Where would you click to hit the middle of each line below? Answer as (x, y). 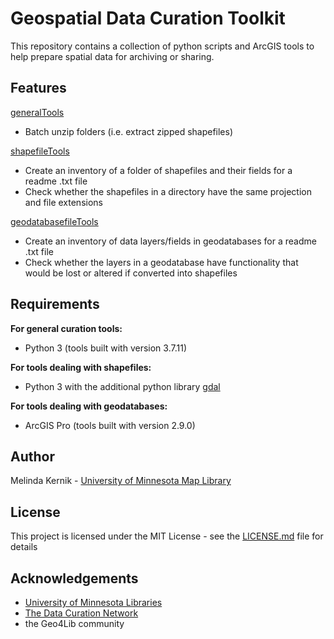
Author (32, 456)
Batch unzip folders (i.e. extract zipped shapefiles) (129, 131)
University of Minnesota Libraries (93, 602)
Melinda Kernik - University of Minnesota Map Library (121, 481)
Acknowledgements (74, 578)
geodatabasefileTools (54, 221)
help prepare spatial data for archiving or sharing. (112, 56)
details (24, 547)
